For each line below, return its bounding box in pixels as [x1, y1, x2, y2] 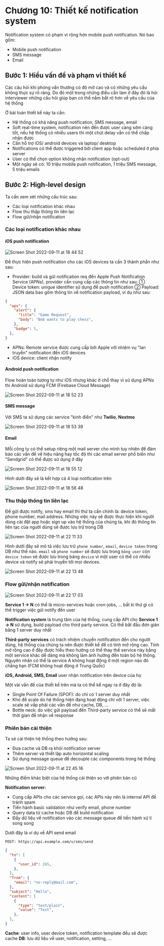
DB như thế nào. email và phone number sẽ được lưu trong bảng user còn [5, 549, 150, 555]
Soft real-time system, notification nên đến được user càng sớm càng [12, 124, 153, 130]
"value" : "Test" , [18, 908, 54, 912]
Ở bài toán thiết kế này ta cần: [5, 109, 66, 115]
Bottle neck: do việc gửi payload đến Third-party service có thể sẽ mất [12, 707, 156, 713]
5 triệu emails [12, 166, 40, 172]
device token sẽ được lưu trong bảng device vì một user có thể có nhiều [5, 554, 151, 560]
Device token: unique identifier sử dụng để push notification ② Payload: [12, 284, 160, 290]
